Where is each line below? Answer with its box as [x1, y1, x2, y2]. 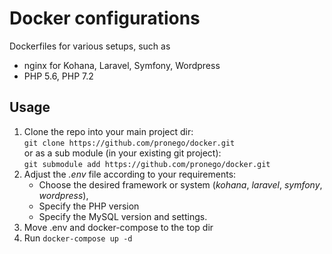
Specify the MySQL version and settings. [38, 210, 208, 222]
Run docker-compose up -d [23, 232, 133, 244]
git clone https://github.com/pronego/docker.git [23, 138, 236, 148]
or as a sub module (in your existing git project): [23, 147, 222, 159]
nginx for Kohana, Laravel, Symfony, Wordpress [23, 59, 221, 71]
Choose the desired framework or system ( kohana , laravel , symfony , [38, 178, 323, 191]
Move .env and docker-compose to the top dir [23, 221, 214, 233]
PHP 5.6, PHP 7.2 [23, 70, 94, 82]
